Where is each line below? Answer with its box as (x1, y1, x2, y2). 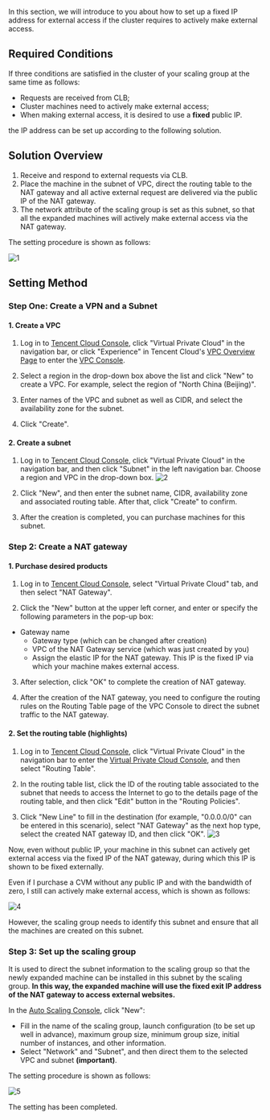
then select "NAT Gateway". (19, 587, 112, 597)
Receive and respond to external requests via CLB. (19, 170, 188, 180)
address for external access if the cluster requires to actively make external (8, 15, 259, 25)
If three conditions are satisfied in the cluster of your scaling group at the (8, 68, 251, 78)
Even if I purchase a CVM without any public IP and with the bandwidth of (8, 877, 252, 887)
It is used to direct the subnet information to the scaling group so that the (8, 964, 251, 973)
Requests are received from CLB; (19, 93, 130, 102)
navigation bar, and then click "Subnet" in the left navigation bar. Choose (19, 464, 261, 474)
